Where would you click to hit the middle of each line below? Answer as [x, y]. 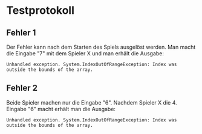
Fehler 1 [21, 33]
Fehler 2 [22, 88]
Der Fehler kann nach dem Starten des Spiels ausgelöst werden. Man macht [101, 47]
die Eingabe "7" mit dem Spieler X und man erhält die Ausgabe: [85, 53]
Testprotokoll [40, 11]
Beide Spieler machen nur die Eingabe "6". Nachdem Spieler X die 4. [92, 102]
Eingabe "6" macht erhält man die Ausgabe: [61, 109]
